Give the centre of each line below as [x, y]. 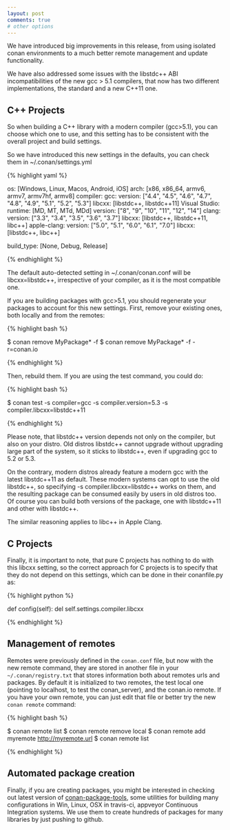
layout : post [26, 13]
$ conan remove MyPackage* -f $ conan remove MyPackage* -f [99, 342]
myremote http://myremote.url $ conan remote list [78, 738]
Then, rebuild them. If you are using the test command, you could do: [105, 376]
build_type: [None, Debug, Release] [57, 246]
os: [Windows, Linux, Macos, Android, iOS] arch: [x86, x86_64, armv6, [107, 189]
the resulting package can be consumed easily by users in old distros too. [112, 494]
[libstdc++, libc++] [34, 233]
